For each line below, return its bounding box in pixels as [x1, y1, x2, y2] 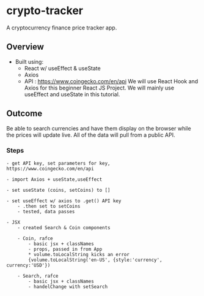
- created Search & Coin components [17, 224, 111, 230]
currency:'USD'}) [6, 262, 51, 268]
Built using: [15, 58, 44, 65]
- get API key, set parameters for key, [6, 160, 111, 166]
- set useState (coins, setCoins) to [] [6, 187, 111, 193]
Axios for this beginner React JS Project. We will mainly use [24, 84, 175, 91]
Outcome [6, 108, 43, 119]
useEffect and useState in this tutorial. [24, 90, 120, 98]
